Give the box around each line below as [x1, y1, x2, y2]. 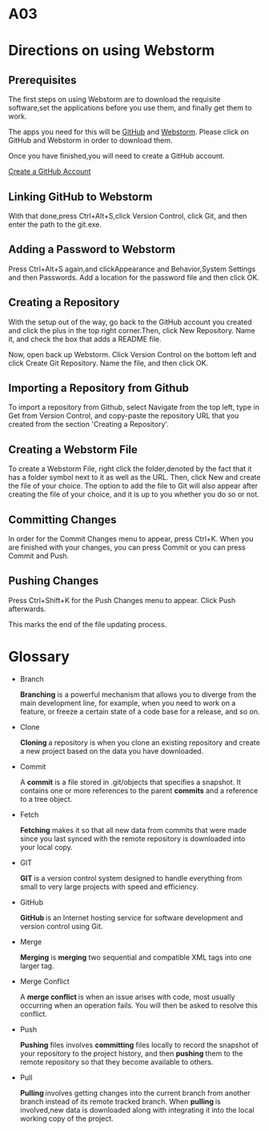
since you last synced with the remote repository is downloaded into [19, 834, 246, 843]
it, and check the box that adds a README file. [8, 334, 162, 344]
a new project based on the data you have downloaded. [19, 746, 204, 755]
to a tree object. [19, 794, 73, 803]
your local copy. [19, 842, 74, 851]
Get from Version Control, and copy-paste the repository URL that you [8, 411, 239, 421]
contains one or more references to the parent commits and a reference [19, 786, 259, 795]
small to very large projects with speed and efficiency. [19, 882, 199, 892]
